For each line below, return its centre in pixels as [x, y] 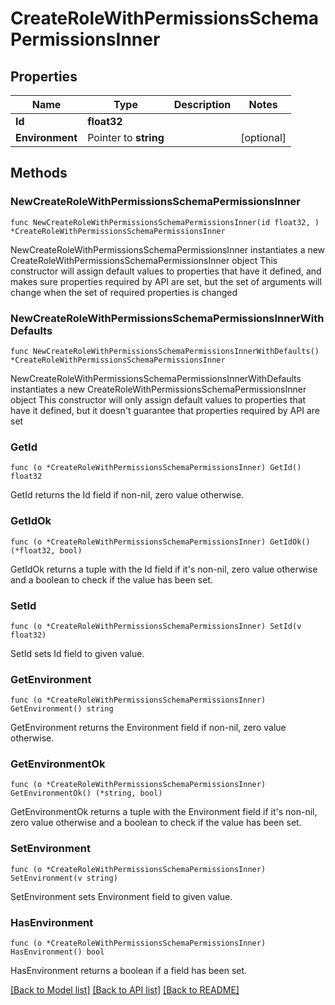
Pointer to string [126, 137]
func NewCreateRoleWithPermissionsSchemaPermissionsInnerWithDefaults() [165, 351]
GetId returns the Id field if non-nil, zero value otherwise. [127, 495]
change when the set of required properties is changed [124, 292]
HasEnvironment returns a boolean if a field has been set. [129, 971]
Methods [39, 173]
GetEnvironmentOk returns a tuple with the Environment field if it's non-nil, [164, 812]
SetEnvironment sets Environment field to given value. [121, 896]
